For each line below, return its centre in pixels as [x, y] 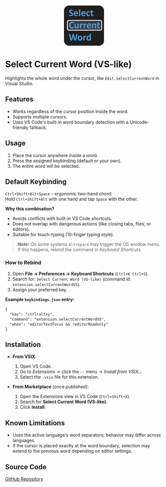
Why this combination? [30, 209]
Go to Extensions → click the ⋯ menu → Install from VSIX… [81, 372]
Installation [23, 345]
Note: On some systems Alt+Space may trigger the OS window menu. [89, 245]
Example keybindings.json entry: [40, 299]
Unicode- [139, 122]
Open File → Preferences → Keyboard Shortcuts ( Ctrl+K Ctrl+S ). [80, 274]
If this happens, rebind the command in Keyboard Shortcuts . [79, 250]
